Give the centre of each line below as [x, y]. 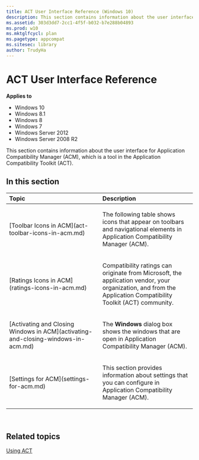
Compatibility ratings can [137, 266]
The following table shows [139, 214]
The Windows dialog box [138, 324]
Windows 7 [28, 126]
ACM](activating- [68, 331]
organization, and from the [139, 287]
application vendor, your [137, 280]
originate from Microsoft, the [142, 273]
